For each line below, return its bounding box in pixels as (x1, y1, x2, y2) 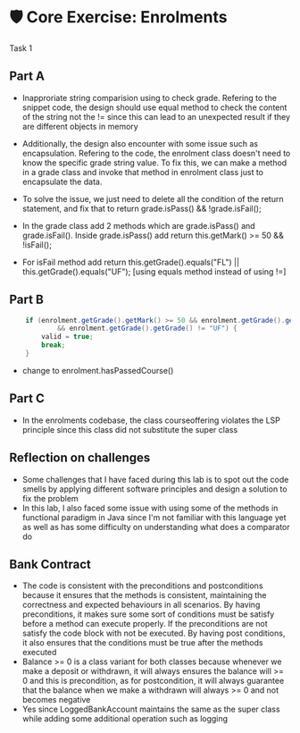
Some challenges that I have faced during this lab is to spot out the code (21, 474, 289, 484)
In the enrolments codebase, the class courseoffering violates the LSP (21, 415, 281, 425)
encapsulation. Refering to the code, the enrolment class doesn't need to (21, 147, 291, 158)
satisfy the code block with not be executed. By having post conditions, (21, 628, 286, 639)
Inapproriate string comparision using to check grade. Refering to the (21, 92, 277, 103)
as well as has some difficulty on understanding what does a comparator (21, 521, 290, 532)
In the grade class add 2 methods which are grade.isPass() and (21, 220, 256, 231)
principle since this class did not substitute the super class (21, 424, 238, 434)
